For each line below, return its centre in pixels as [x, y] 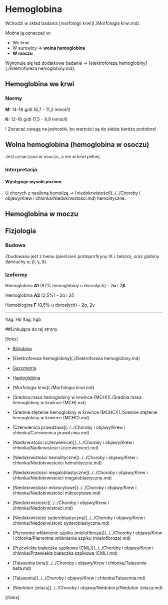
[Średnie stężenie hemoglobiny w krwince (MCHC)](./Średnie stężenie [85, 412]
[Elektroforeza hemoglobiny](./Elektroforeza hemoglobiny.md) [76, 358]
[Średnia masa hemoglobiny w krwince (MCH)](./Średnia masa [77, 397]
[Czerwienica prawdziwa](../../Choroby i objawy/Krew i [69, 427]
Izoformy [16, 275]
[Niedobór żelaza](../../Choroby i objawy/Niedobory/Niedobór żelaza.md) [87, 587]
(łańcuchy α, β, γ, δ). [26, 262]
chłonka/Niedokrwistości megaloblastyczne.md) [62, 477]
